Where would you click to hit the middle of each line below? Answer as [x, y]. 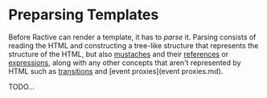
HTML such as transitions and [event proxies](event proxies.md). [116, 71]
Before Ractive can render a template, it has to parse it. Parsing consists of [132, 37]
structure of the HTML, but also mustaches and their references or [119, 54]
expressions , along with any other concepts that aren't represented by [125, 63]
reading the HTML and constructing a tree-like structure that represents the [133, 45]
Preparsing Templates [84, 15]
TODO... [21, 87]
